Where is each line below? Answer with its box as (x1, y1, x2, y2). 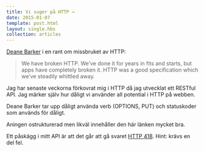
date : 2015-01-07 (6, 15, 51, 21)
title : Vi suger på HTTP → (6, 8, 75, 15)
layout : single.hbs (6, 25, 56, 32)
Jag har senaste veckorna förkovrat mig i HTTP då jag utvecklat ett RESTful (6, 84, 196, 92)
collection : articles (6, 32, 62, 38)
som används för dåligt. (6, 109, 66, 116)
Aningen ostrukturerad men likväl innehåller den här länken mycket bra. (6, 121, 186, 128)
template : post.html (6, 20, 59, 26)
